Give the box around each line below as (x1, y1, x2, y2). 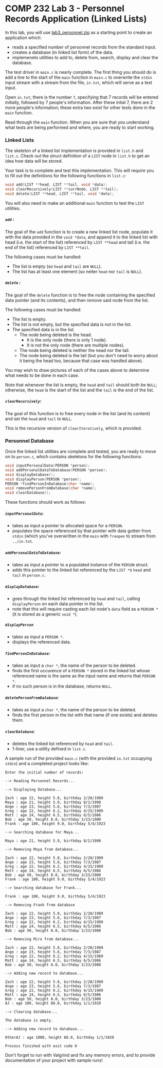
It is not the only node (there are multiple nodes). (26, 342, 125, 348)
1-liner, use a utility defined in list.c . (12, 746, 87, 751)
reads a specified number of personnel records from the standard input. (12, 44, 157, 50)
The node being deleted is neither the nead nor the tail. (19, 347, 130, 353)
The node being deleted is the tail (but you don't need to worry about (19, 352, 158, 358)
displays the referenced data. (12, 639, 72, 645)
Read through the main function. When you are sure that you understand (5, 119, 149, 125)
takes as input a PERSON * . (12, 634, 64, 640)
